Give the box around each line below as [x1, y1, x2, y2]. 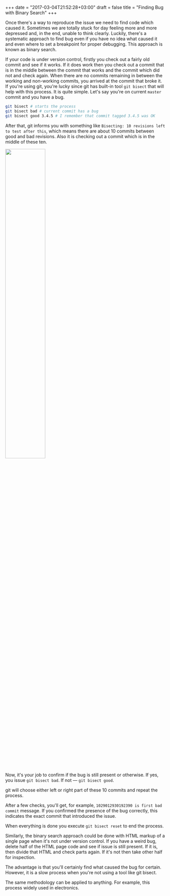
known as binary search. [5, 47, 57, 52]
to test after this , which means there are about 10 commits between [5, 128, 154, 134]
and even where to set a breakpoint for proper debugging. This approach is [5, 41, 163, 47]
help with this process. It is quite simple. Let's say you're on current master [5, 89, 161, 94]
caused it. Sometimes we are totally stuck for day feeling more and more [5, 25, 157, 31]
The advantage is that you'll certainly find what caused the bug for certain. [5, 864, 161, 870]
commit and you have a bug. [5, 94, 65, 100]
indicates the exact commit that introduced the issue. [5, 813, 117, 819]
